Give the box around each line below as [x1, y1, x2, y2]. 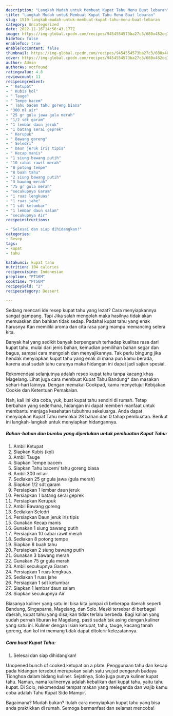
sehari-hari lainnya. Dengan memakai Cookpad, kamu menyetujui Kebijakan [6, 381, 166, 388]
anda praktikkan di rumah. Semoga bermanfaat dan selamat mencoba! [6, 705, 155, 711]
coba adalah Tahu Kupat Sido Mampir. [6, 690, 86, 696]
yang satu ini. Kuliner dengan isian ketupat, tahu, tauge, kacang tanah [6, 622, 153, 629]
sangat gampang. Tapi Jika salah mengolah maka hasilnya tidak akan [6, 313, 152, 319]
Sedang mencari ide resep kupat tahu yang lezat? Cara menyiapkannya [6, 307, 157, 313]
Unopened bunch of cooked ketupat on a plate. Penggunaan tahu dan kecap [6, 663, 168, 669]
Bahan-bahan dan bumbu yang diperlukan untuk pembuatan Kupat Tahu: [6, 431, 167, 437]
